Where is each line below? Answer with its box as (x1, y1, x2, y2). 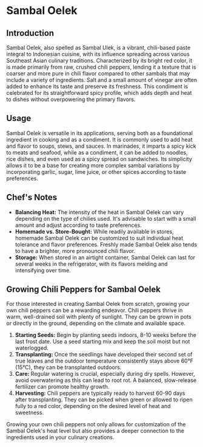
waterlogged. (15, 344, 48, 352)
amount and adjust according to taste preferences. (15, 221, 142, 229)
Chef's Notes (6, 192, 58, 203)
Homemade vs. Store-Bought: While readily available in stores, (15, 227, 174, 235)
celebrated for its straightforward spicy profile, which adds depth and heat (6, 89, 192, 96)
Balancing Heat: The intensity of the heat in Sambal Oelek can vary (15, 208, 184, 216)
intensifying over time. (15, 266, 71, 274)
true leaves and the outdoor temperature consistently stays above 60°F (15, 357, 194, 365)
